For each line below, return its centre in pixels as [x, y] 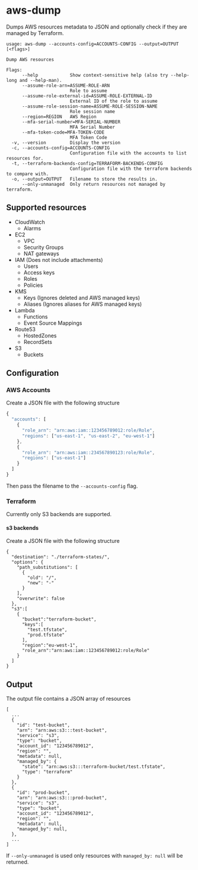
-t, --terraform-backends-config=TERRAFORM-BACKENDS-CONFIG [87, 163]
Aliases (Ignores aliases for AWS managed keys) [83, 304]
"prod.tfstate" [46, 635]
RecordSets [38, 341]
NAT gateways [41, 254]
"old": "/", [42, 578]
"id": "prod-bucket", [43, 793]
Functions [36, 317]
